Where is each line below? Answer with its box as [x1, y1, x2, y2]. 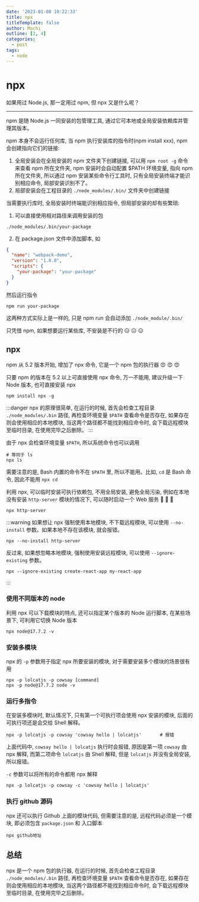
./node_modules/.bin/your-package [6, 224, 92, 230]
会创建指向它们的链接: [6, 144, 60, 151]
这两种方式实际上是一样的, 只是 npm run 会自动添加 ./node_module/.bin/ [6, 314, 183, 321]
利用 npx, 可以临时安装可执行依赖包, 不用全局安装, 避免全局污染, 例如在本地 [6, 488, 190, 496]
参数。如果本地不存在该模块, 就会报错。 [26, 526, 123, 533]
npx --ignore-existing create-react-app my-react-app [6, 568, 142, 574]
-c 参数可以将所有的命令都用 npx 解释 [6, 771, 98, 778]
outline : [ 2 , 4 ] [6, 31, 46, 37]
